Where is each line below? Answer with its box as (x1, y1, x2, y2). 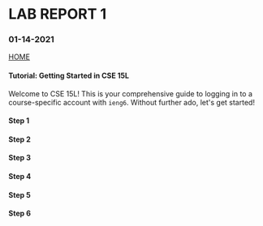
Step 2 (8, 134, 31, 144)
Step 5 (8, 190, 31, 199)
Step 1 (8, 116, 30, 126)
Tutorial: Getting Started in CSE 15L (8, 70, 130, 81)
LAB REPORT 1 (8, 5, 107, 23)
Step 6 (8, 208, 31, 219)
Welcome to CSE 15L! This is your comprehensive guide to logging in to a (8, 88, 253, 98)
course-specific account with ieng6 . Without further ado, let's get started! (8, 97, 256, 107)
